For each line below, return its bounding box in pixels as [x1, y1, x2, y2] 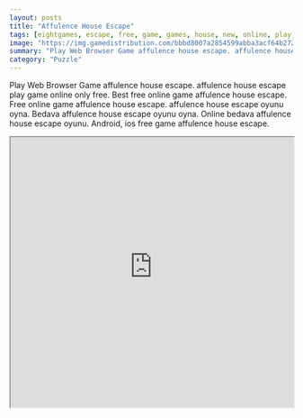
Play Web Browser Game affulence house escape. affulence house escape [9, 80, 286, 90]
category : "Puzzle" [9, 55, 83, 64]
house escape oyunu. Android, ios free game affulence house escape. [9, 118, 270, 129]
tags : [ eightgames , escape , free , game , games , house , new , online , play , [9, 30, 296, 39]
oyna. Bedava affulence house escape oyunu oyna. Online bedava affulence [9, 109, 292, 119]
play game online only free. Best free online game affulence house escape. [9, 89, 288, 100]
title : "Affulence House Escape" [9, 22, 135, 31]
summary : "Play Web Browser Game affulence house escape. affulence [9, 47, 272, 56]
